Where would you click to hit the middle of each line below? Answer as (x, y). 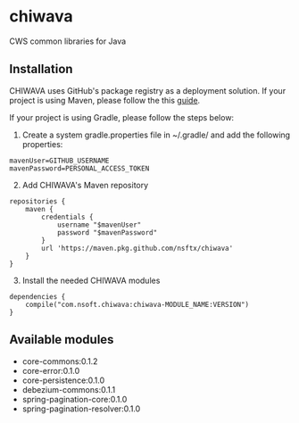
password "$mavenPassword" (107, 232)
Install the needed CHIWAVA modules (91, 280)
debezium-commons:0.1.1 (69, 389)
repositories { (37, 201)
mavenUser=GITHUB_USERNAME (59, 161)
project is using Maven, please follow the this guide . (105, 100)
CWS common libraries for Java (68, 41)
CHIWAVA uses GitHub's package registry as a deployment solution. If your (148, 90)
